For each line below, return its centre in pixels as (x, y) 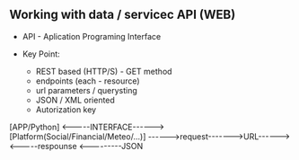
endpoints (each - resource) (88, 81)
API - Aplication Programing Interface (92, 36)
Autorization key (66, 109)
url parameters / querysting (86, 90)
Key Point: (41, 54)
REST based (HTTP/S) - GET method (104, 71)
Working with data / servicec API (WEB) (123, 15)
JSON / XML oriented (75, 100)
